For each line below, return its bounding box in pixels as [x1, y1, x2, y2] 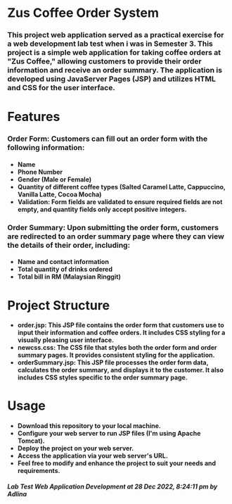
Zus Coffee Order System [7, 5, 160, 21]
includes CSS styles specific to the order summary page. [17, 373, 188, 382]
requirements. [17, 466, 60, 474]
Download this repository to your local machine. [17, 421, 162, 430]
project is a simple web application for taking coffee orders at [7, 48, 221, 58]
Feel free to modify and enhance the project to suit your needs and [17, 459, 217, 467]
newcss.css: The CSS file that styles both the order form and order [17, 344, 217, 352]
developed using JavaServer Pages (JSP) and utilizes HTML [7, 74, 216, 84]
